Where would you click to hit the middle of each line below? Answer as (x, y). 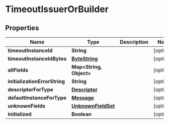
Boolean (81, 114)
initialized (20, 114)
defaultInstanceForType (37, 98)
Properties (22, 28)
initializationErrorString (36, 81)
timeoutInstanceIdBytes (37, 59)
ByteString (84, 59)
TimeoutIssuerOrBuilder (57, 9)
